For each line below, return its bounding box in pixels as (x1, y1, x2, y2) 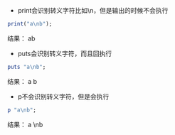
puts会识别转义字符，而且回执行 (17, 49, 112, 58)
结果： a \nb (7, 120, 43, 129)
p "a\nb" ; (7, 106, 37, 114)
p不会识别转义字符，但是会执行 (17, 92, 110, 101)
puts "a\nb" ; (7, 63, 46, 70)
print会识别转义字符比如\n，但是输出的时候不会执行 (17, 6, 169, 14)
